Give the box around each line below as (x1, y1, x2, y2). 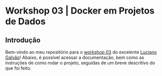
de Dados (5, 16, 46, 27)
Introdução (5, 36, 41, 44)
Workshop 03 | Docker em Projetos (5, 5, 155, 17)
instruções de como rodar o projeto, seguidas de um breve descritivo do (5, 60, 155, 65)
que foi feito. (5, 65, 32, 71)
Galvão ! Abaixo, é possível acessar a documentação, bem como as (5, 54, 144, 60)
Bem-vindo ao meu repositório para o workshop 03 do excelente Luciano (5, 49, 157, 55)
